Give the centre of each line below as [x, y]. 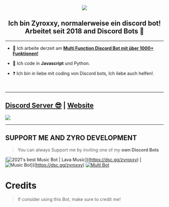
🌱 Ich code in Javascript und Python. [51, 63]
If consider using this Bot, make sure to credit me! [69, 199]
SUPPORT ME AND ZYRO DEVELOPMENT [71, 138]
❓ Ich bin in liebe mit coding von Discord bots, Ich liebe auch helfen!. [83, 73]
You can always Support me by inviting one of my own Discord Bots [88, 150]
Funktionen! [25, 53]
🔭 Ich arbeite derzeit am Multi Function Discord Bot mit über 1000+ [83, 48]
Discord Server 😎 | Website [50, 106]
